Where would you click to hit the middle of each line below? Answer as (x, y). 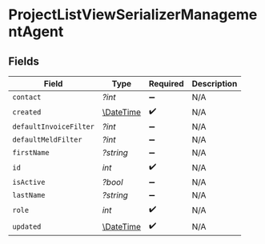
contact (27, 97)
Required (166, 84)
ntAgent (36, 32)
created (27, 112)
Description (215, 84)
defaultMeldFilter (47, 140)
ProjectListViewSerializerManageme (133, 15)
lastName (29, 195)
